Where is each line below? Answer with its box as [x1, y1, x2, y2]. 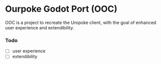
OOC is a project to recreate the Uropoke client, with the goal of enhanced [5, 20, 157, 25]
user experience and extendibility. [5, 24, 74, 30]
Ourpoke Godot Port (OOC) [5, 3, 118, 15]
